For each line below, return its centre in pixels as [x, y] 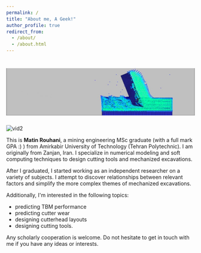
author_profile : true [33, 25]
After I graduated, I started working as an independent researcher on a [93, 170]
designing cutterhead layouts [51, 219]
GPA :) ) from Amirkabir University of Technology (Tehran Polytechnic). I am [100, 146]
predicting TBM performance [51, 206]
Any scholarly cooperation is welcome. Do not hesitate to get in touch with [98, 237]
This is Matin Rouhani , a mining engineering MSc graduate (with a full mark [99, 140]
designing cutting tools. [44, 225]
